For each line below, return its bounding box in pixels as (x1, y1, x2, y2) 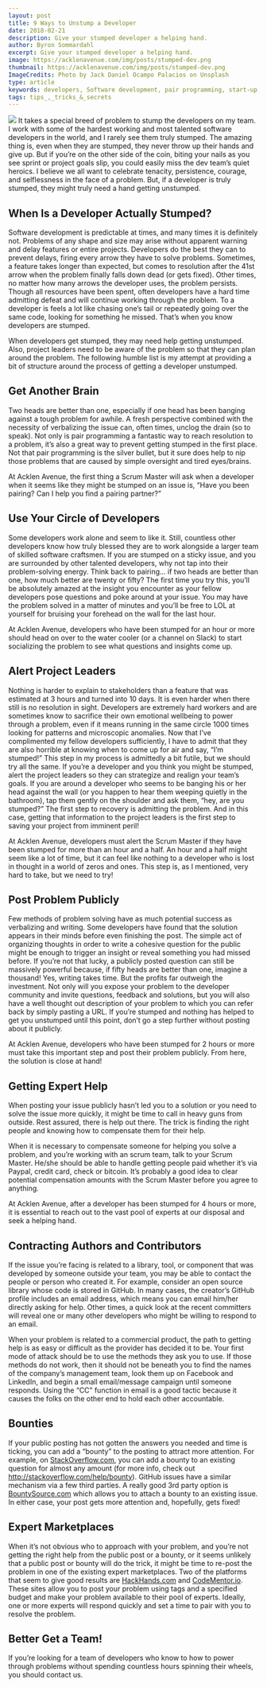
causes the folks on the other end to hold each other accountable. (8, 1393, 225, 1403)
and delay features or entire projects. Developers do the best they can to (8, 244, 246, 255)
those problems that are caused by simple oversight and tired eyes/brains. (8, 456, 252, 466)
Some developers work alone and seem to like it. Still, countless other (8, 532, 236, 542)
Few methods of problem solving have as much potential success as (8, 914, 233, 924)
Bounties (8, 1417, 54, 1431)
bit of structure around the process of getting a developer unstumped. (8, 361, 238, 371)
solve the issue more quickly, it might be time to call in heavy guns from (8, 1109, 243, 1119)
